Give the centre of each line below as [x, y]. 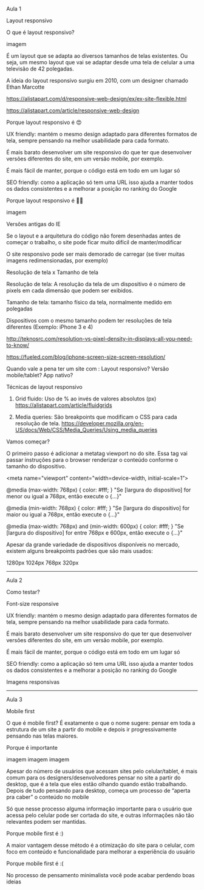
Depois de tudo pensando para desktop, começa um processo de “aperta [98, 790]
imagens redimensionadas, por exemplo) [57, 260]
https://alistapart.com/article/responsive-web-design [73, 111]
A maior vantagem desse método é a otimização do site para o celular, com [101, 845]
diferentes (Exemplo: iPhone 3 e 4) [50, 327]
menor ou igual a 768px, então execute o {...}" [64, 496]
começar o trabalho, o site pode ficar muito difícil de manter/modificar [94, 242]
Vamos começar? [28, 442]
